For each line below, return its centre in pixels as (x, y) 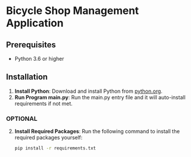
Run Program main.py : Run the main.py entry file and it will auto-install (100, 97)
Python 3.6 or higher (39, 59)
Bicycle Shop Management (72, 11)
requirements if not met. (44, 103)
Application (35, 23)
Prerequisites (31, 45)
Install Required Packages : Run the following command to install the (97, 131)
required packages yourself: (48, 138)
